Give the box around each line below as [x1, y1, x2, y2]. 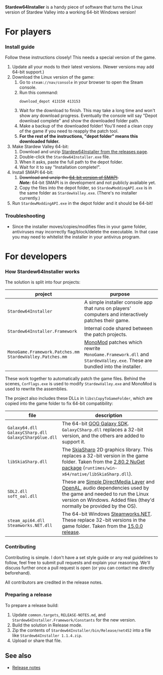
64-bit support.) [12, 69, 45, 75]
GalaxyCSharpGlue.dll [7, 435, 57, 441]
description [95, 412, 123, 419]
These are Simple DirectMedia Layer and [62, 478, 155, 485]
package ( [62, 464, 85, 471]
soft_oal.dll [7, 494, 38, 499]
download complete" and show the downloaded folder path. [19, 118, 140, 124]
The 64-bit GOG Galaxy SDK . [62, 420, 130, 427]
